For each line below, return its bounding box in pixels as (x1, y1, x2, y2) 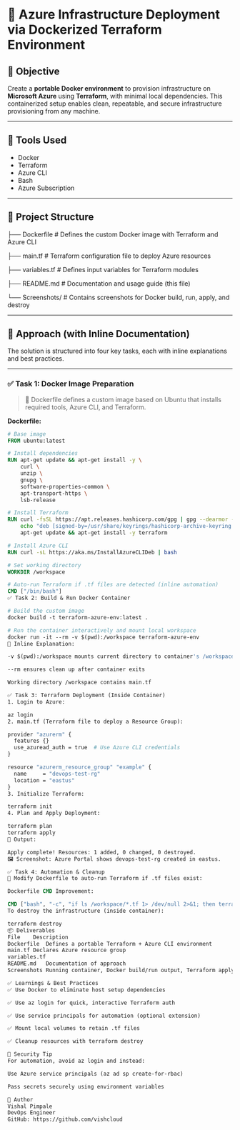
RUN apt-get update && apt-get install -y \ (7, 456, 142, 464)
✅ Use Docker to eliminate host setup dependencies (7, 986, 166, 994)
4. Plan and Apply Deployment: (7, 810, 101, 817)
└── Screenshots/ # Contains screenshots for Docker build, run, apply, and (7, 293, 230, 301)
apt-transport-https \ (20, 489, 88, 497)
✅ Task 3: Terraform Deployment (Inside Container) (7, 692, 166, 699)
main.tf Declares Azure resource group (7, 946, 126, 954)
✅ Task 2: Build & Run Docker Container (7, 594, 131, 602)
